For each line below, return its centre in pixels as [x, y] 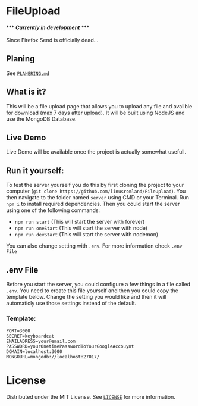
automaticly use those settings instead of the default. [71, 303]
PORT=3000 [18, 331]
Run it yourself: [35, 171]
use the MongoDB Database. [41, 119]
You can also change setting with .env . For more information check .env [94, 246]
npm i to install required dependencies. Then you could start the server [93, 204]
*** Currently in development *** [48, 27]
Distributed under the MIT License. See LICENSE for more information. [91, 397]
